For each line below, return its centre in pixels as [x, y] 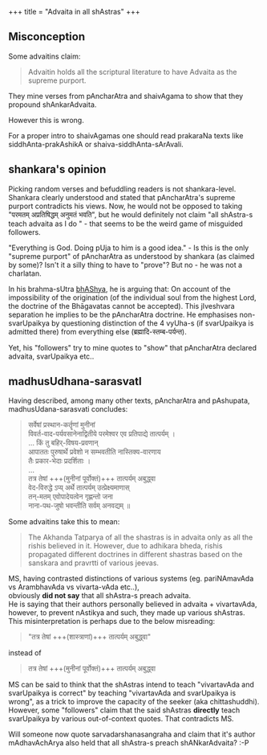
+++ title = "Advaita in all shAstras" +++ [74, 12]
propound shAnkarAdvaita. [53, 105]
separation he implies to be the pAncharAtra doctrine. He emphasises [123, 314]
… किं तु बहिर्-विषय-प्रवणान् [63, 443]
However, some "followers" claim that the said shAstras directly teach [124, 710]
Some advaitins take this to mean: [64, 522]
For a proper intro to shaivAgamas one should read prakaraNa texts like [126, 135]
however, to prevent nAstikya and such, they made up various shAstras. [127, 613]
